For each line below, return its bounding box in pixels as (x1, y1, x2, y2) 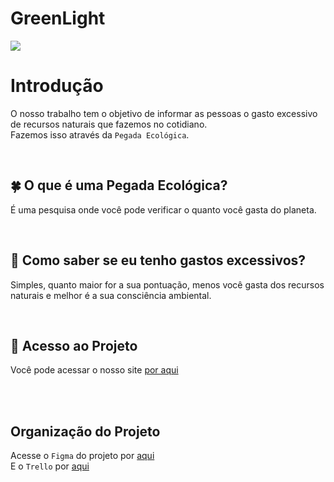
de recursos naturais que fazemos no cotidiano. (10, 118, 208, 130)
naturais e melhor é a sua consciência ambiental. (10, 289, 212, 301)
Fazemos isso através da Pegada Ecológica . (10, 128, 190, 141)
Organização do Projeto (10, 423, 161, 440)
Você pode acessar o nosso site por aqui (10, 364, 179, 376)
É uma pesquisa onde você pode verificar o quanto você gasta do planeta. (10, 203, 317, 216)
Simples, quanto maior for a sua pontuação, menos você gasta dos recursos (10, 278, 325, 291)
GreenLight (10, 7, 106, 30)
